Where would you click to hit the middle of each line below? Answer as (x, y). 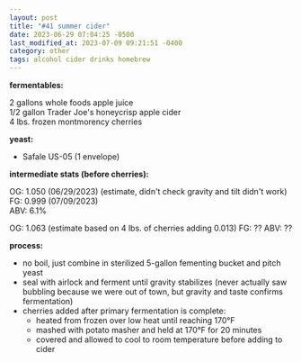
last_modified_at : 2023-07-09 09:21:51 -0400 (96, 43)
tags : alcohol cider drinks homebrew (80, 59)
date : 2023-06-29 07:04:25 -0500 (72, 34)
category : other (40, 51)
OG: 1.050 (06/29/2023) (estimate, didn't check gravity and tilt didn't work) (148, 191)
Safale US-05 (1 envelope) (71, 157)
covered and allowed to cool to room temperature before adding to (159, 339)
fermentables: (37, 85)
